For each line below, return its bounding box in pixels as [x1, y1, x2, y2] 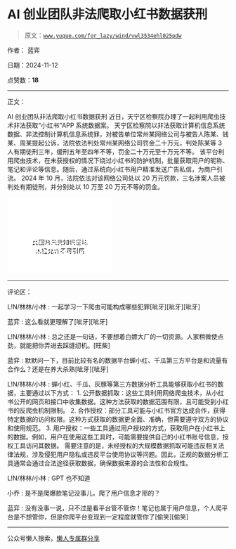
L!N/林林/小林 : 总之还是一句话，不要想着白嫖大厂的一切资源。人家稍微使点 [7, 332, 224, 341]
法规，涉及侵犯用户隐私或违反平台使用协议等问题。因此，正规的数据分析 [13, 450, 223, 458]
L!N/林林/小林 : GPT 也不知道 [7, 474, 91, 482]
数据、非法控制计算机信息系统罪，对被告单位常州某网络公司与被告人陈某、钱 [7, 129, 229, 138]
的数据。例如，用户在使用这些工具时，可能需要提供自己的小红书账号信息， [7, 432, 223, 441]
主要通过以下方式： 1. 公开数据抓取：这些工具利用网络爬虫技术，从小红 [19, 388, 225, 397]
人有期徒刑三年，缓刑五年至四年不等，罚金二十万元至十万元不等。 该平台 [7, 147, 218, 155]
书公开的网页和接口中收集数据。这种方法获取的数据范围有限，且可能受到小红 [7, 397, 229, 406]
